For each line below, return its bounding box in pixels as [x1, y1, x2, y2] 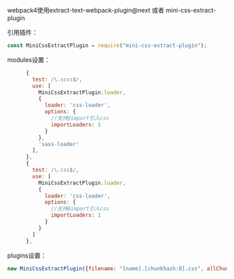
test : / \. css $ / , [32, 166, 79, 173]
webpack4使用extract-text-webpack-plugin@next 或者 [7, 6, 165, 14]
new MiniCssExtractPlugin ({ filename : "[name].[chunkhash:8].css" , [7, 265, 204, 272]
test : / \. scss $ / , [32, 76, 82, 83]
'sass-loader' [38, 141, 79, 148]
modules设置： [7, 55, 51, 64]
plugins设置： [7, 251, 47, 260]
